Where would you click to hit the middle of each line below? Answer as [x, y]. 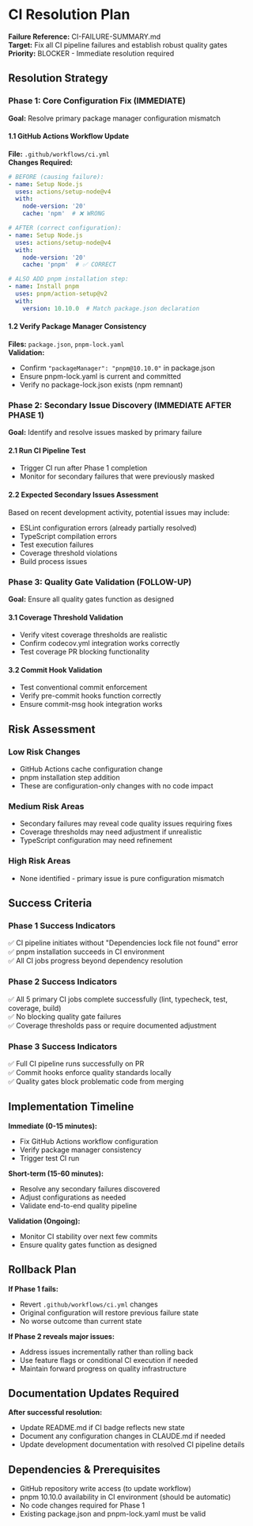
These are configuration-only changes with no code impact [116, 786]
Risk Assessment [52, 729]
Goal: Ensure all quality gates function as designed [91, 599]
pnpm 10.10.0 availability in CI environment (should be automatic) [125, 1497]
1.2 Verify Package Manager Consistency [77, 326]
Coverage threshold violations [68, 553]
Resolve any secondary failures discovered [90, 1188]
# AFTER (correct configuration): [65, 228]
